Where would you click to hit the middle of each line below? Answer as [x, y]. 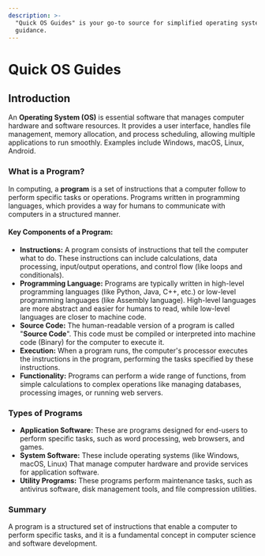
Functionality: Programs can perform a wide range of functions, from [133, 376]
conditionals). [42, 274]
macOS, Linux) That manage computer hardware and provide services [134, 464]
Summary [28, 509]
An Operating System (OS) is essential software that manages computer [126, 117]
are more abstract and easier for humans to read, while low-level [125, 308]
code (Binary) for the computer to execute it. [92, 342]
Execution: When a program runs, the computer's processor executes [134, 350]
